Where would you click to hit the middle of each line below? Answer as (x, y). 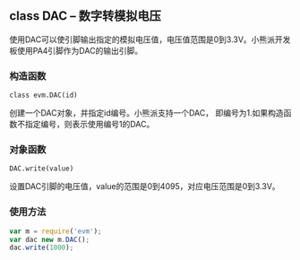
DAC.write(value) (42, 169)
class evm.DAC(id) (43, 95)
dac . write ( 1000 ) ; (42, 248)
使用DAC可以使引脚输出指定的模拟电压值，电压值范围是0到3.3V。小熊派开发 (150, 39)
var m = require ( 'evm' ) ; (56, 231)
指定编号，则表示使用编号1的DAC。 (90, 125)
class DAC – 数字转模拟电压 (85, 16)
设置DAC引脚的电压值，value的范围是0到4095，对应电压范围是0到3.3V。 (145, 186)
